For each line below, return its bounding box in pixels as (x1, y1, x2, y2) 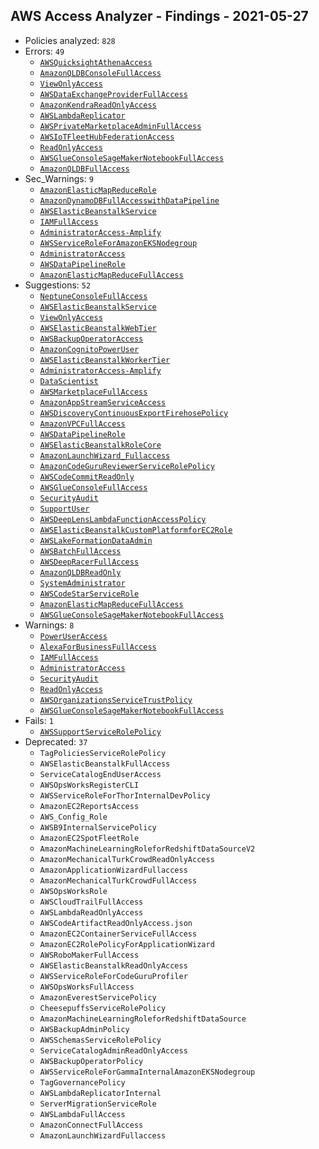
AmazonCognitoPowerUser (39, 344, 140, 354)
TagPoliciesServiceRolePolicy (39, 748, 167, 758)
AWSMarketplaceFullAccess (39, 387, 148, 397)
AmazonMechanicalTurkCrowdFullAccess (39, 875, 198, 886)
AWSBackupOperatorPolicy (39, 1056, 144, 1066)
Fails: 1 (24, 714, 54, 726)
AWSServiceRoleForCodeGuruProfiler (39, 971, 188, 981)
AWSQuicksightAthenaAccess (39, 57, 153, 68)
